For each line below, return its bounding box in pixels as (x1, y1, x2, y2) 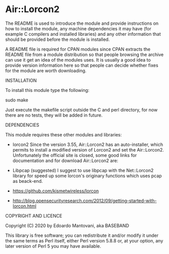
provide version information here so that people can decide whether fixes (5, 62, 158, 68)
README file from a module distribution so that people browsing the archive (5, 52, 164, 58)
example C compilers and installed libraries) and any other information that (5, 31, 161, 37)
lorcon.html (12, 203, 36, 209)
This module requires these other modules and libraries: (5, 131, 122, 137)
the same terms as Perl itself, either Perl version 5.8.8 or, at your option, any (5, 237, 163, 243)
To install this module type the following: (5, 87, 90, 93)
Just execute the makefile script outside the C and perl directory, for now (5, 107, 158, 113)
